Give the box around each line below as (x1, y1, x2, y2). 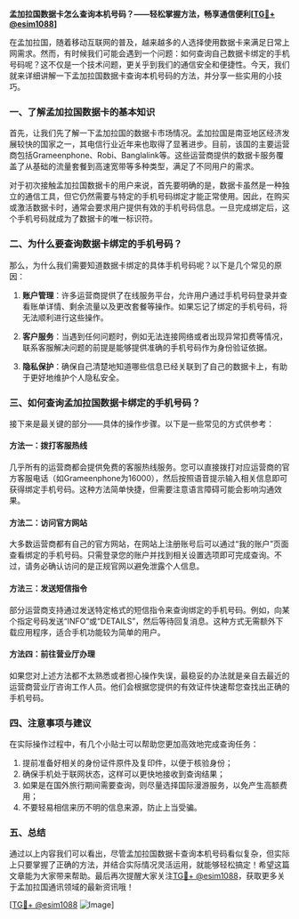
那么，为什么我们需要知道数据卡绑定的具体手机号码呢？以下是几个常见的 (9, 260, 274, 270)
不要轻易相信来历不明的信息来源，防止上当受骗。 (21, 802, 202, 812)
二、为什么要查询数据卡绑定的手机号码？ (9, 238, 182, 250)
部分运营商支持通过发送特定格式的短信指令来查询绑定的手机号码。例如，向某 (9, 604, 290, 615)
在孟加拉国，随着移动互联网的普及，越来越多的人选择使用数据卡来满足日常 (9, 37, 282, 47)
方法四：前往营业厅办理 (9, 649, 95, 659)
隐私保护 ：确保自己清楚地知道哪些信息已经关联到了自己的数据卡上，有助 (21, 360, 287, 372)
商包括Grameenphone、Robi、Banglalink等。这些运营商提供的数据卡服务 (9, 150, 277, 161)
